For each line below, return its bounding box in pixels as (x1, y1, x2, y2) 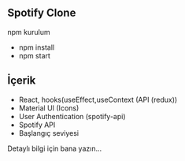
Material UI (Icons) (18, 103, 80, 113)
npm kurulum (7, 27, 50, 36)
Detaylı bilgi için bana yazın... (7, 144, 102, 153)
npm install (18, 43, 55, 52)
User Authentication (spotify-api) (18, 111, 127, 121)
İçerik (7, 74, 36, 88)
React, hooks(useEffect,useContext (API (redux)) (18, 95, 178, 104)
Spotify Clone (7, 6, 76, 20)
